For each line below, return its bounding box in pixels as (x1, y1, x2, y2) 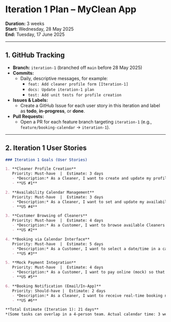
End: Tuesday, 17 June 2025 (5, 31, 65, 37)
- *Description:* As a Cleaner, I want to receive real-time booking (12, 293, 163, 298)
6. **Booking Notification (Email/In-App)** (5, 283, 101, 289)
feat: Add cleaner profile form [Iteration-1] (27, 82, 129, 87)
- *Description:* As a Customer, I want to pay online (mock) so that (12, 269, 165, 275)
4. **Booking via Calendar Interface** (5, 236, 90, 242)
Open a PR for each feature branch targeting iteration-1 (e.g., (20, 118, 152, 125)
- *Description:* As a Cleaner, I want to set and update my (12, 199, 145, 205)
